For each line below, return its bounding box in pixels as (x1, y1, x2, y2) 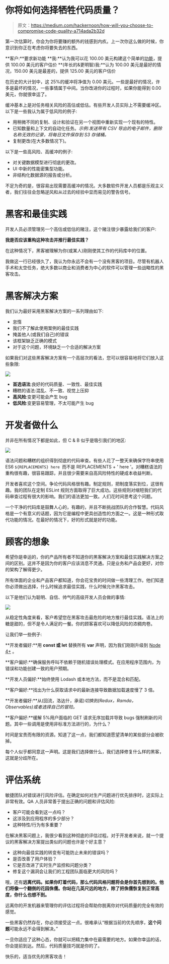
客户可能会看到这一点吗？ (12, 809, 66, 815)
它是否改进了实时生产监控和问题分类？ (12, 862, 92, 868)
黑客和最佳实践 (5, 209, 67, 220)
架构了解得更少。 (9, 566, 45, 572)
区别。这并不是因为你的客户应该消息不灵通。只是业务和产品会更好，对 (14, 560, 159, 566)
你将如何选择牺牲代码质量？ (5, 5, 120, 16)
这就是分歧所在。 (5, 755, 41, 761)
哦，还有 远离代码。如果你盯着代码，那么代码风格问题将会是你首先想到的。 (5, 879, 159, 885)
